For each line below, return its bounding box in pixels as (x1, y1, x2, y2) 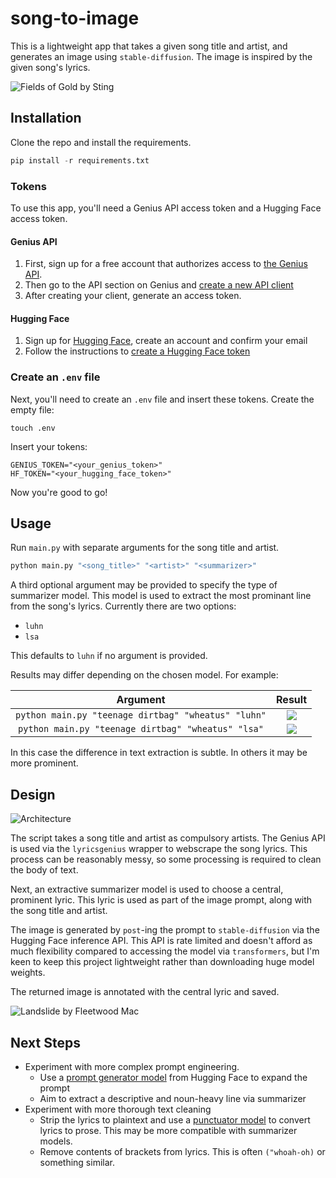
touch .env (10, 423, 56, 433)
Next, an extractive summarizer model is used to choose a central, (10, 883, 284, 896)
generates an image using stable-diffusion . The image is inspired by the (10, 50, 313, 62)
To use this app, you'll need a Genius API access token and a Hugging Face (10, 202, 322, 214)
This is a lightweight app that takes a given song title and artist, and (10, 40, 288, 52)
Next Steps (10, 1034, 81, 1051)
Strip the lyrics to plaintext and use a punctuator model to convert (39, 1113, 311, 1126)
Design (10, 786, 56, 803)
